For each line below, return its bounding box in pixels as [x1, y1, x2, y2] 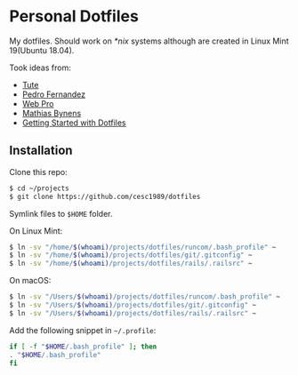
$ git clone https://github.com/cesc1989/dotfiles [9, 192, 201, 201]
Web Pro [21, 98, 54, 108]
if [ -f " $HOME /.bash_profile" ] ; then [9, 342, 157, 351]
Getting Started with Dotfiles [21, 117, 126, 128]
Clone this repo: [9, 166, 68, 177]
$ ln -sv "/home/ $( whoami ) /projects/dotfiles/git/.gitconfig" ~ [9, 251, 253, 259]
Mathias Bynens [21, 108, 82, 118]
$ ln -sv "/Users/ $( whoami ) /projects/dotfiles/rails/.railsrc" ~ [9, 308, 256, 317]
